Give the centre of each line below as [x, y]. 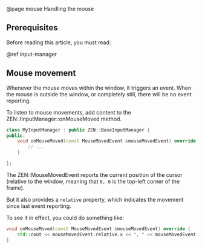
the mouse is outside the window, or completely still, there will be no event [99, 94]
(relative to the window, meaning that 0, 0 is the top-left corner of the [93, 181]
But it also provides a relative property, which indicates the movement [95, 199]
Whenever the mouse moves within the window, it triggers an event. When [99, 88]
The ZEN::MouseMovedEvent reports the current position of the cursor [94, 174]
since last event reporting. [39, 206]
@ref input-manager [32, 54]
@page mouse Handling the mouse [50, 9]
